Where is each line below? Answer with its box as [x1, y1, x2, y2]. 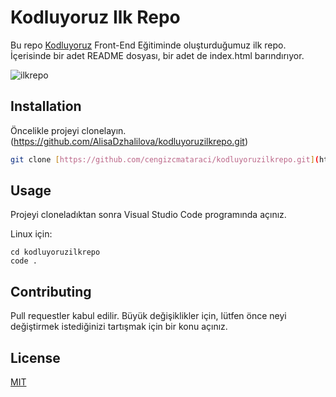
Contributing [10, 283, 92, 300]
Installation [10, 98, 82, 115]
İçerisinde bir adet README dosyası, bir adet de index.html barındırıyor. [10, 49, 305, 61]
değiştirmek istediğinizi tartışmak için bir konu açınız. [10, 321, 228, 333]
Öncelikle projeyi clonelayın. [10, 124, 127, 136]
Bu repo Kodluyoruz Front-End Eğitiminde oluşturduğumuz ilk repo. [10, 39, 287, 51]
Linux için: [10, 228, 53, 240]
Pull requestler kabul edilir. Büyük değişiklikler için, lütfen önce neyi [10, 310, 287, 322]
